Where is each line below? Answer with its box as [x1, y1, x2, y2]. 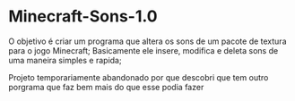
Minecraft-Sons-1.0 [8, 6, 158, 27]
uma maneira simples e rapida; [8, 55, 122, 65]
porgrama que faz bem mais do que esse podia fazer [8, 81, 204, 92]
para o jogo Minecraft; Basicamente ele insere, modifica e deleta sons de [8, 45, 279, 55]
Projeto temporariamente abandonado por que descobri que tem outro [8, 72, 269, 82]
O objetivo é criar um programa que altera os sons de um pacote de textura [8, 36, 288, 46]
